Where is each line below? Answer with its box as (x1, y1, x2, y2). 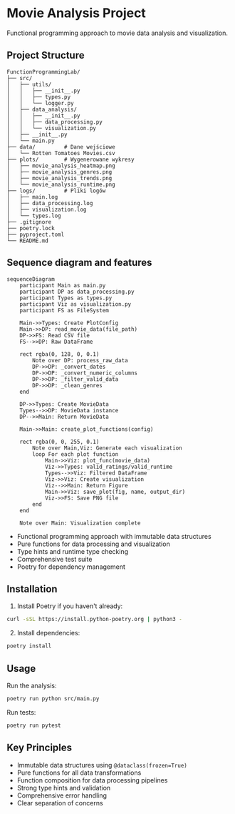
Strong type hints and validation (16, 783, 111, 792)
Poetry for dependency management (16, 562, 126, 571)
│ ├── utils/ (6, 81, 52, 88)
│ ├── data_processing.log (6, 199, 93, 207)
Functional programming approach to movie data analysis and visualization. (6, 29, 229, 37)
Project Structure (6, 49, 85, 61)
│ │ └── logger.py (6, 99, 74, 106)
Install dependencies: (16, 629, 80, 637)
